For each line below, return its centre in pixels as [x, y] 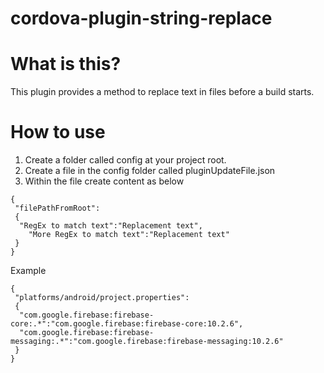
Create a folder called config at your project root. [125, 160]
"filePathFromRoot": [57, 208]
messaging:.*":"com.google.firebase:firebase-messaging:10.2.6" [147, 342]
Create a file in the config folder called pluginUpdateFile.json [150, 171]
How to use [58, 132]
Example [28, 271]
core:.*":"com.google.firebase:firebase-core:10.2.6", [127, 324]
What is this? [66, 64]
